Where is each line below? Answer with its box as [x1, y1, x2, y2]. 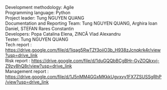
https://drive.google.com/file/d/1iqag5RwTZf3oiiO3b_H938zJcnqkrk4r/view [5, 47, 161, 53]
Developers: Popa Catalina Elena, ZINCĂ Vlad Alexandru [5, 31, 121, 37]
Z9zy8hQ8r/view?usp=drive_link [5, 63, 72, 69]
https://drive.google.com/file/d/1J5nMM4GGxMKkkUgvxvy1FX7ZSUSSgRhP [5, 74, 161, 79]
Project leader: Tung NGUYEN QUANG [5, 15, 84, 21]
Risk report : [5, 58, 30, 63]
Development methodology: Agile [5, 5, 74, 10]
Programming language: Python [5, 10, 71, 16]
